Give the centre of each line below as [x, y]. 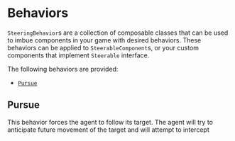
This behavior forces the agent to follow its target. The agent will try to [110, 122]
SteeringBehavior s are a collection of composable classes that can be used [118, 33]
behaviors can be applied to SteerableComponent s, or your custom [103, 47]
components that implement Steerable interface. [78, 55]
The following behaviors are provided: [63, 69]
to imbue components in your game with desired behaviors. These [104, 40]
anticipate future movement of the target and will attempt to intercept [108, 130]
